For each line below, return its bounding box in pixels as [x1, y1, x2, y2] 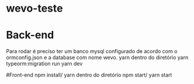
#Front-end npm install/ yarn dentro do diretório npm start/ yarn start [6, 72, 172, 79]
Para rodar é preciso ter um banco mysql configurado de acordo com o [6, 48, 178, 55]
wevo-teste [6, 2, 63, 15]
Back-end [6, 29, 54, 42]
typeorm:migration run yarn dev [6, 60, 83, 67]
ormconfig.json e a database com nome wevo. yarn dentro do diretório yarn [6, 54, 189, 61]
